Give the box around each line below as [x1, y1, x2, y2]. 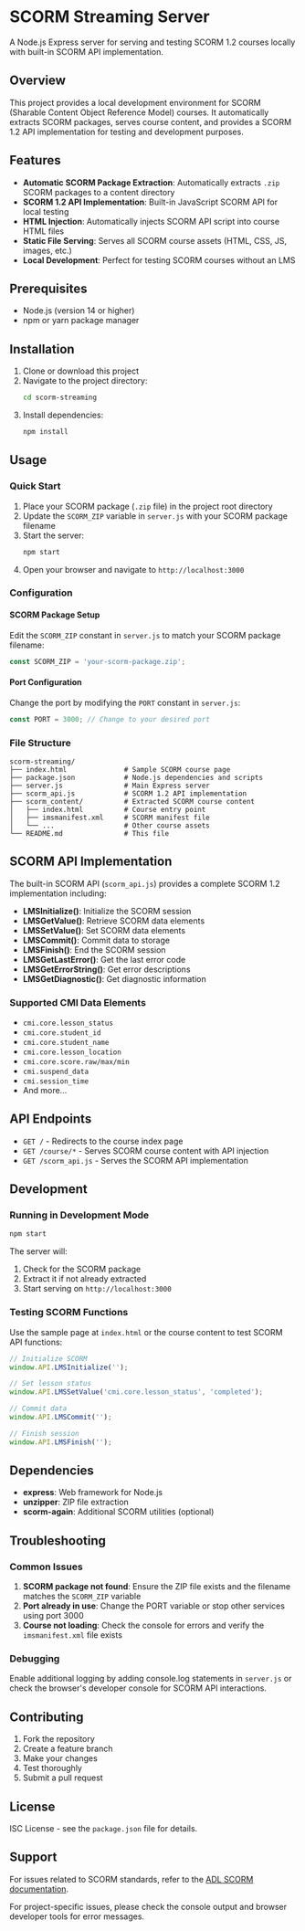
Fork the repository [22, 1734, 96, 1745]
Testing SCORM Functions [9, 1306, 129, 1319]
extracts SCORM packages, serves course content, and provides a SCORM [9, 116, 292, 127]
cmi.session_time [22, 1076, 89, 1086]
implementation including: [9, 888, 107, 899]
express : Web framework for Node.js [22, 1487, 163, 1498]
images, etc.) [22, 245, 73, 256]
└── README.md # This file [9, 828, 170, 838]
